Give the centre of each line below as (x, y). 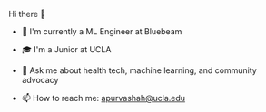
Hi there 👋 (27, 14)
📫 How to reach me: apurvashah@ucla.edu (103, 98)
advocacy (40, 80)
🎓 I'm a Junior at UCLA (66, 49)
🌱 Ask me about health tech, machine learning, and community (139, 70)
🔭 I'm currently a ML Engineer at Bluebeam (102, 31)
